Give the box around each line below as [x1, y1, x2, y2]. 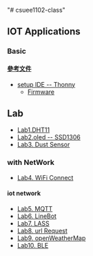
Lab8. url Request [17, 226, 68, 235]
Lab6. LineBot [17, 212, 57, 220]
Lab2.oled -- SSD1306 [17, 133, 81, 141]
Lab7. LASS [17, 219, 50, 227]
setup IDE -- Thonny [17, 80, 76, 88]
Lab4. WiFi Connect [17, 173, 74, 181]
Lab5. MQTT [17, 204, 53, 213]
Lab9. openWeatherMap [17, 234, 86, 242]
